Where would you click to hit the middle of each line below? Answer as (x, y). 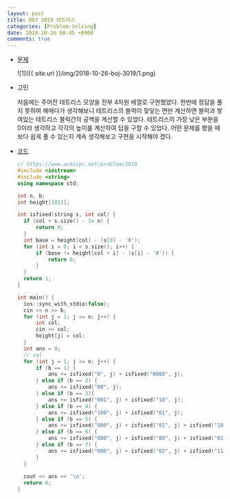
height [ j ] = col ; (60, 336)
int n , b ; (31, 196)
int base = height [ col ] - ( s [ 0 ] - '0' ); (82, 240)
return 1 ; (37, 279)
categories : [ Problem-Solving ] (52, 26)
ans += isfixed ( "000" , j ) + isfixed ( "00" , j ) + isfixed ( (131, 438)
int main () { (36, 297)
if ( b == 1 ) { (56, 368)
